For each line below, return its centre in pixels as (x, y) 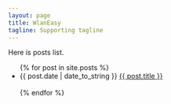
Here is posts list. (36, 53)
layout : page (29, 15)
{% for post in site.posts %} (64, 68)
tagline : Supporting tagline (56, 30)
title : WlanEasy (35, 23)
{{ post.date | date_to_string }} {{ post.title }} (91, 76)
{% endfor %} (42, 93)
